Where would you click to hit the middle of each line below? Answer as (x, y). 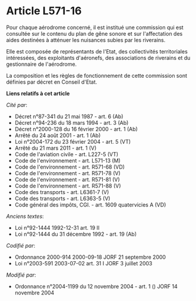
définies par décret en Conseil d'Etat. (52, 82)
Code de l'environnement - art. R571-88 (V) (68, 186)
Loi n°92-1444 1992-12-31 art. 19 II (57, 227)
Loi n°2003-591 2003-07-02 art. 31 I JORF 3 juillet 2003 (83, 263)
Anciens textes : (25, 216)
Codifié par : (21, 245)
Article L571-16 (44, 11)
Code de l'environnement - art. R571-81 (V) (67, 179)
